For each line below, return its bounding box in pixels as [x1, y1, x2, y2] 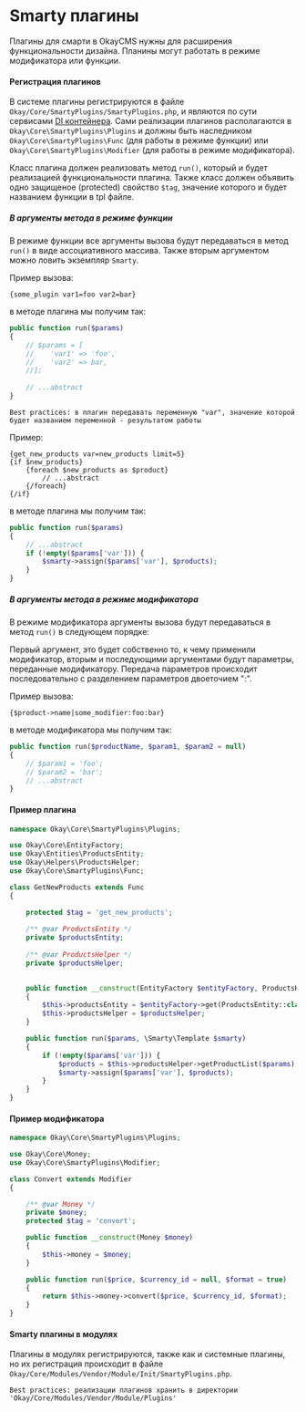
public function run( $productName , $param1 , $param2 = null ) [9, 742, 247, 752]
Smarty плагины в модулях [9, 1328, 118, 1339]
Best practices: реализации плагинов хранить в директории [9, 1386, 239, 1396]
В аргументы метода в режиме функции [9, 212, 173, 223]
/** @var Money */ [25, 1199, 96, 1209]
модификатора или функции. [9, 55, 121, 66]
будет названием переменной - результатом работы [9, 416, 202, 425]
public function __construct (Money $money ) [25, 1233, 194, 1242]
